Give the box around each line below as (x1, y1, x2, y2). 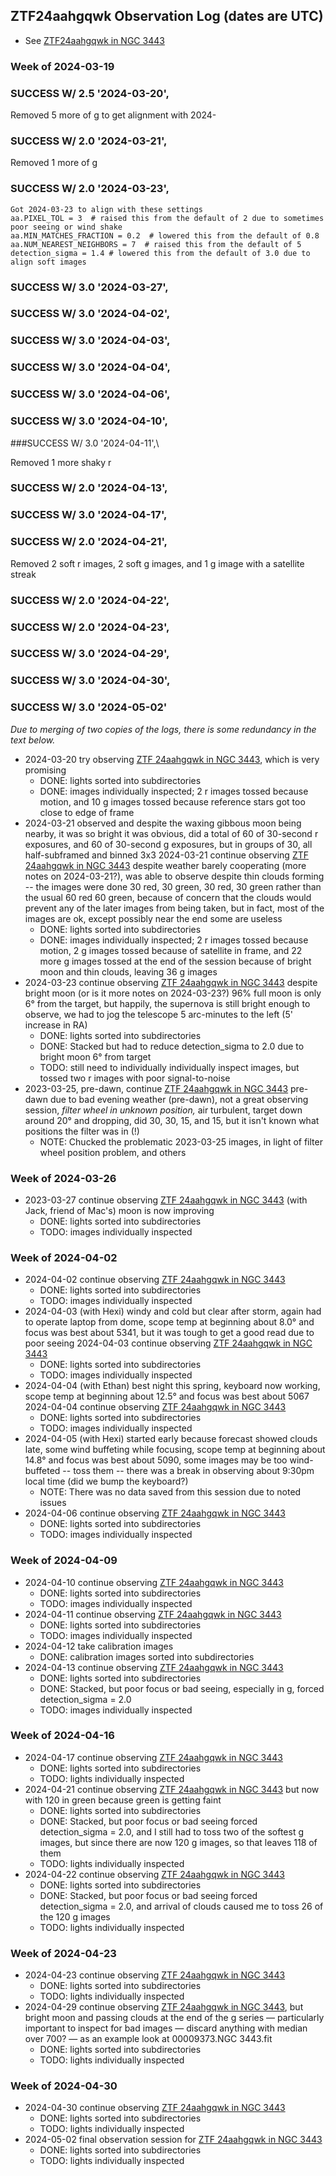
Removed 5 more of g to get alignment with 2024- (10, 109, 217, 121)
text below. (10, 734, 56, 746)
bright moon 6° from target (39, 1050, 152, 1063)
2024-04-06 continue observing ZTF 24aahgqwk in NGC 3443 (24, 1507, 286, 1519)
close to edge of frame (39, 806, 135, 818)
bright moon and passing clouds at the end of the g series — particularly (24, 2012, 325, 2024)
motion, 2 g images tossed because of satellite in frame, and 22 (39, 944, 303, 956)
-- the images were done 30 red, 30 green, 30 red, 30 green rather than (24, 880, 322, 893)
